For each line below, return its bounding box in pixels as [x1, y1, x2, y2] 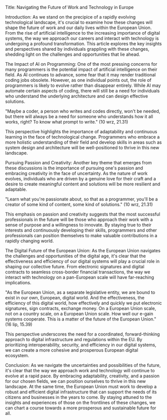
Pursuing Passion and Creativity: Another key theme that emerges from [5, 160, 152, 165]
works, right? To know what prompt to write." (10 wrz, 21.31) [5, 119, 128, 125]
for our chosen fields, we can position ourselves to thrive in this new [5, 378, 146, 384]
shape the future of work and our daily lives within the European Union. [5, 25, 152, 31]
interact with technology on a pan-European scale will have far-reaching [5, 274, 154, 280]
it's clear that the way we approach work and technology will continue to [5, 368, 155, 373]
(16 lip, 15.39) [5, 322, 32, 327]
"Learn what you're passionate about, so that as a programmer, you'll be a [5, 196, 158, 202]
